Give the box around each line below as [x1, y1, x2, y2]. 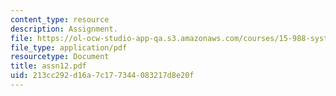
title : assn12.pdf [10, 61, 87, 71]
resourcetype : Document [10, 52, 110, 62]
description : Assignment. [10, 24, 118, 34]
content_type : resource [10, 14, 110, 25]
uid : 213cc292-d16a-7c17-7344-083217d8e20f [10, 71, 195, 81]
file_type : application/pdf [10, 42, 128, 53]
